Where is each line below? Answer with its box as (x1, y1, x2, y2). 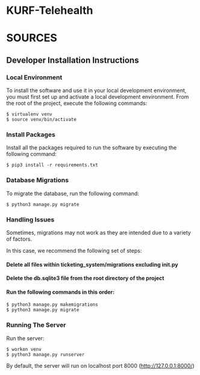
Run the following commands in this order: (6, 288, 115, 296)
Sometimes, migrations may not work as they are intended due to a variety (6, 229, 191, 236)
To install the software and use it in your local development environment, (6, 87, 187, 94)
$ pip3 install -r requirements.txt (6, 162, 98, 169)
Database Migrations (6, 176, 69, 184)
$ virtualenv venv (6, 111, 52, 117)
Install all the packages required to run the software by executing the (6, 144, 177, 151)
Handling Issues (6, 215, 55, 223)
